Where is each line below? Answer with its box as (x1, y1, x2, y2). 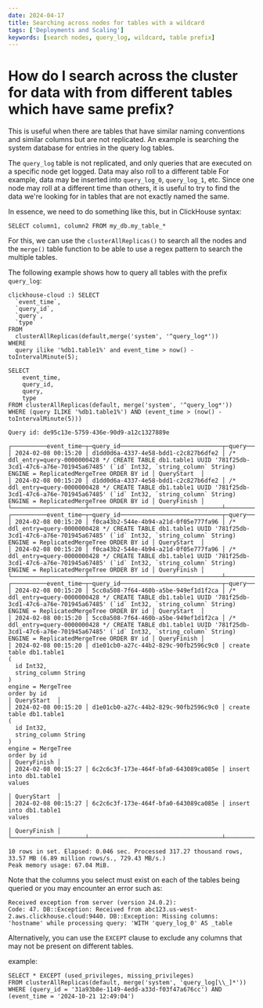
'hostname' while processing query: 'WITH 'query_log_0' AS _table (8, 919, 233, 927)
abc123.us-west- (144, 906, 198, 914)
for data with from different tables (8, 84, 233, 102)
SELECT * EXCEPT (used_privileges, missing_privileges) (8, 972, 194, 980)
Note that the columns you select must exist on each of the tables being (8, 875, 240, 885)
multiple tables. (8, 253, 58, 262)
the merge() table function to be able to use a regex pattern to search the (8, 244, 243, 254)
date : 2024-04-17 (8, 11, 65, 20)
